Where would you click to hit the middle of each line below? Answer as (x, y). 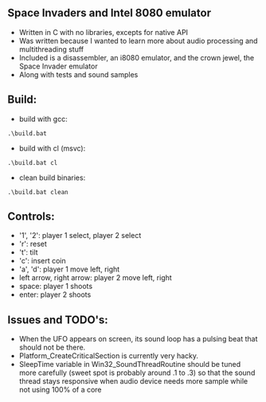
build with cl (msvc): (52, 148)
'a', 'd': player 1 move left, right (69, 269)
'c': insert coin (43, 261)
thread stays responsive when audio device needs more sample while (133, 381)
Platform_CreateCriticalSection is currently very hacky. (109, 356)
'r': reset (33, 244)
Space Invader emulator (58, 66)
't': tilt (28, 252)
